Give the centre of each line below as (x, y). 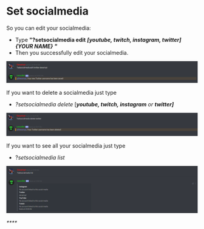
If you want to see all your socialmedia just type (66, 145)
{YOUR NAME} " (36, 46)
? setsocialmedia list (40, 157)
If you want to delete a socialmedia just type (62, 92)
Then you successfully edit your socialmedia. (72, 52)
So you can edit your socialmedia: (49, 28)
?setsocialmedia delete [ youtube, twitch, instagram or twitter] (94, 104)
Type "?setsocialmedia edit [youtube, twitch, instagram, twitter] (98, 39)
